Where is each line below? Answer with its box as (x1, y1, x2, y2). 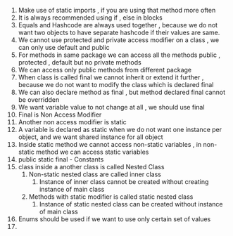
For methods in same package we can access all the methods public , (18, 51, 221, 59)
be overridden (18, 96, 60, 104)
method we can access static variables (35, 147, 149, 156)
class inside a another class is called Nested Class (18, 163, 165, 171)
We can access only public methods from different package (18, 66, 192, 74)
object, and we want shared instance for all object (18, 133, 164, 141)
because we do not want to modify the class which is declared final (18, 81, 214, 88)
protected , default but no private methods (18, 58, 141, 66)
